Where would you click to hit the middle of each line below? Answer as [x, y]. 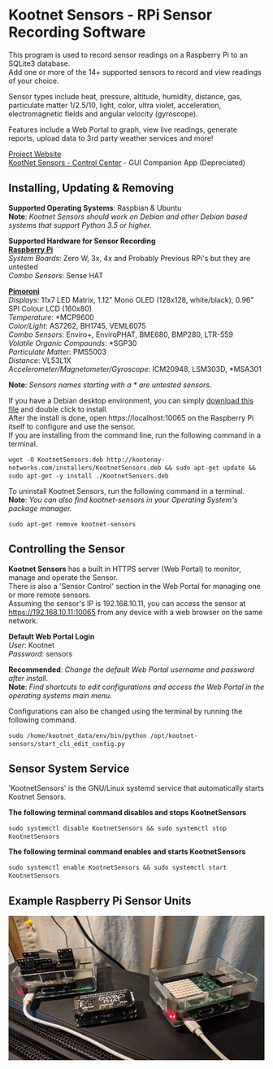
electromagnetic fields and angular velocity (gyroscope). [103, 113]
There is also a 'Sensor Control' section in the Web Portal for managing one [135, 586]
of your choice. [34, 81]
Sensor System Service [69, 768]
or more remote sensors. [50, 595]
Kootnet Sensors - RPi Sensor [110, 15]
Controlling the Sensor [67, 550]
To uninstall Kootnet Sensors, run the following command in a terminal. [127, 491]
